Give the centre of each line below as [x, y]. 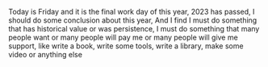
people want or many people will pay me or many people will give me [123, 37]
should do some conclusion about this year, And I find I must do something [133, 20]
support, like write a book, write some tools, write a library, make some [126, 46]
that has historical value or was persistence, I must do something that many [134, 29]
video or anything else [46, 54]
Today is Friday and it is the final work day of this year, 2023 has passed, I [132, 12]
